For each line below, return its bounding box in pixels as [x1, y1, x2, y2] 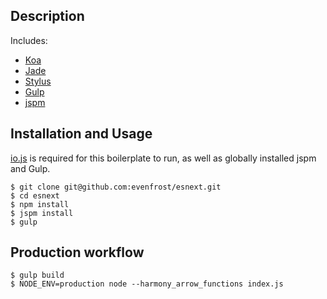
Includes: [10, 34, 48, 46]
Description [10, 8, 85, 25]
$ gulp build [10, 270, 65, 281]
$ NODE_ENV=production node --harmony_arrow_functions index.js [10, 279, 284, 289]
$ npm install [10, 199, 70, 209]
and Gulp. [10, 162, 51, 174]
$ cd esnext [10, 190, 60, 201]
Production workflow [10, 244, 145, 261]
